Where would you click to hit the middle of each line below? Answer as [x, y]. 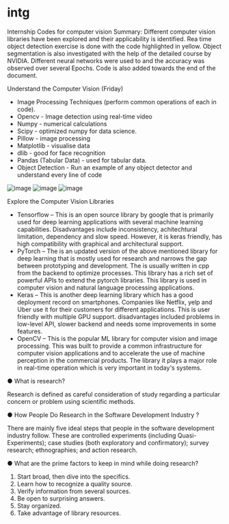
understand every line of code [59, 175]
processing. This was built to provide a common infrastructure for [109, 346]
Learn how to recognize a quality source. [75, 484]
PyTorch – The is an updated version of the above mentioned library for [117, 251]
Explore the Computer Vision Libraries [60, 201]
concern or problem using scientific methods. [71, 401]
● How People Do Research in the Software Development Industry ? [103, 415]
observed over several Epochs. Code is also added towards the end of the [111, 68]
